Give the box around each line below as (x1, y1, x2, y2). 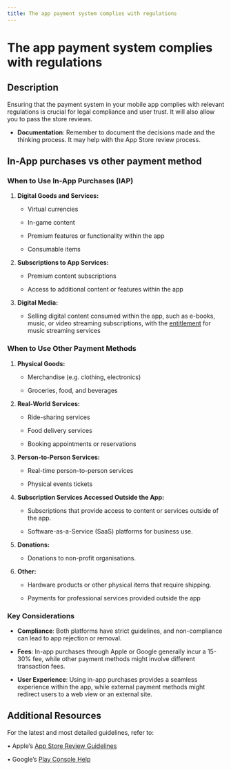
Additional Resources (7, 710, 101, 722)
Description (7, 82, 59, 94)
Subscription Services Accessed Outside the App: (17, 493, 164, 501)
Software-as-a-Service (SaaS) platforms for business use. (27, 527, 193, 535)
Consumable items (27, 245, 81, 254)
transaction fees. (17, 662, 66, 670)
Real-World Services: (17, 399, 81, 407)
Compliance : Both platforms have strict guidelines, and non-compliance (17, 627, 223, 635)
